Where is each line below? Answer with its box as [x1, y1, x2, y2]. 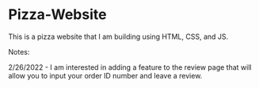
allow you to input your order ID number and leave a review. [8, 71, 203, 80]
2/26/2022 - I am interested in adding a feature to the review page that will [8, 62, 252, 72]
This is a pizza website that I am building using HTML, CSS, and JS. [8, 32, 229, 41]
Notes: [8, 47, 30, 56]
